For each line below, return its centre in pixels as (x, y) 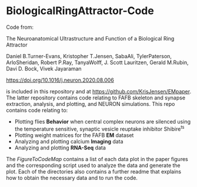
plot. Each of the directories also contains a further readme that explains (94, 171)
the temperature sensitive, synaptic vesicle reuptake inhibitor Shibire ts (99, 128)
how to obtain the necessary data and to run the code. (72, 178)
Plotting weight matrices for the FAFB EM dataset (74, 135)
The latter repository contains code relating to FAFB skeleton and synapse (96, 98)
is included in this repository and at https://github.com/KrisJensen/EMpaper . (99, 91)
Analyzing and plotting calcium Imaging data (69, 141)
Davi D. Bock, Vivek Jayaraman (44, 68)
